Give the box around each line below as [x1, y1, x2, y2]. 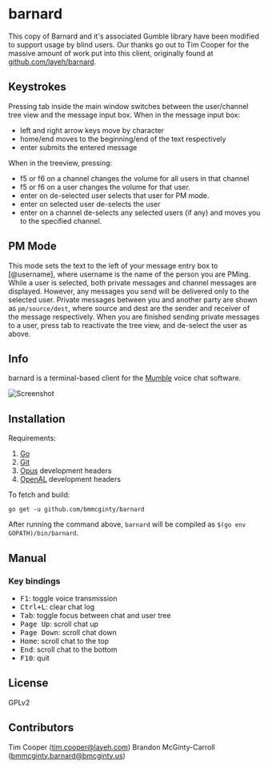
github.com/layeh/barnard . [8, 57, 97, 67]
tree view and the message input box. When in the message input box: [8, 110, 241, 119]
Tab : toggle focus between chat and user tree [19, 610, 171, 620]
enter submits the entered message [19, 142, 138, 152]
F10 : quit [19, 653, 50, 662]
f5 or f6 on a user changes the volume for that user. [19, 182, 190, 192]
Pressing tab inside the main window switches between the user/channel [8, 101, 249, 111]
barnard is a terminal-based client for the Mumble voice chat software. [8, 374, 242, 383]
